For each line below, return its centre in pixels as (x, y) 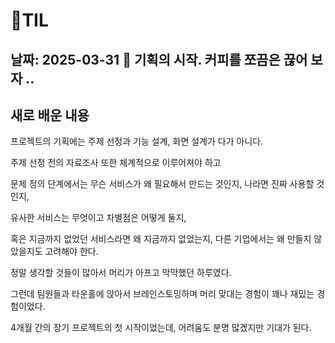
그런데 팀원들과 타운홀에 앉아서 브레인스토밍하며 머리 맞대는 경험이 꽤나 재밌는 (162, 294)
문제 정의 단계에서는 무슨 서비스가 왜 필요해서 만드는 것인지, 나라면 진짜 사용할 (162, 184)
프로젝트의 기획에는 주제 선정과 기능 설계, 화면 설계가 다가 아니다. (137, 141)
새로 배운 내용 (50, 115)
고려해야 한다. (71, 251)
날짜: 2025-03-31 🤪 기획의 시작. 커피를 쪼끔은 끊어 (159, 59)
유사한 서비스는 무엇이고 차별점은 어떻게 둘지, (98, 218)
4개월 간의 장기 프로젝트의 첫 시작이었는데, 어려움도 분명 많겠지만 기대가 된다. (161, 328)
